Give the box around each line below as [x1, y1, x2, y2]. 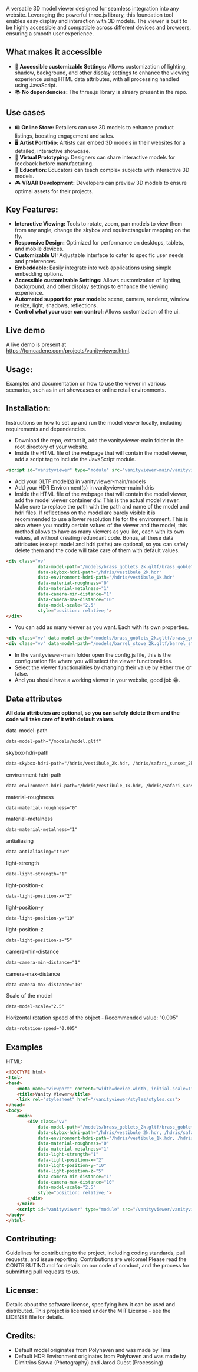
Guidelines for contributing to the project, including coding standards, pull [6, 1249, 186, 1257]
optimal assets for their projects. [14, 187, 94, 194]
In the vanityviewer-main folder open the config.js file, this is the [14, 651, 171, 659]
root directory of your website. [14, 443, 89, 450]
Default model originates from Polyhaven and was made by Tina [14, 1346, 171, 1353]
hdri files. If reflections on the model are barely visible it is [14, 509, 156, 516]
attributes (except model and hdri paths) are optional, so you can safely [14, 540, 189, 548]
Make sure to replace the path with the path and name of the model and [14, 503, 189, 510]
